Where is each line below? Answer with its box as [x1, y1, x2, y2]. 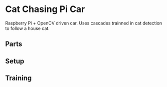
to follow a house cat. [5, 25, 50, 31]
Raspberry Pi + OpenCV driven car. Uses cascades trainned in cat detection [5, 20, 162, 26]
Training [5, 74, 32, 82]
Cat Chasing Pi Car [5, 3, 85, 15]
